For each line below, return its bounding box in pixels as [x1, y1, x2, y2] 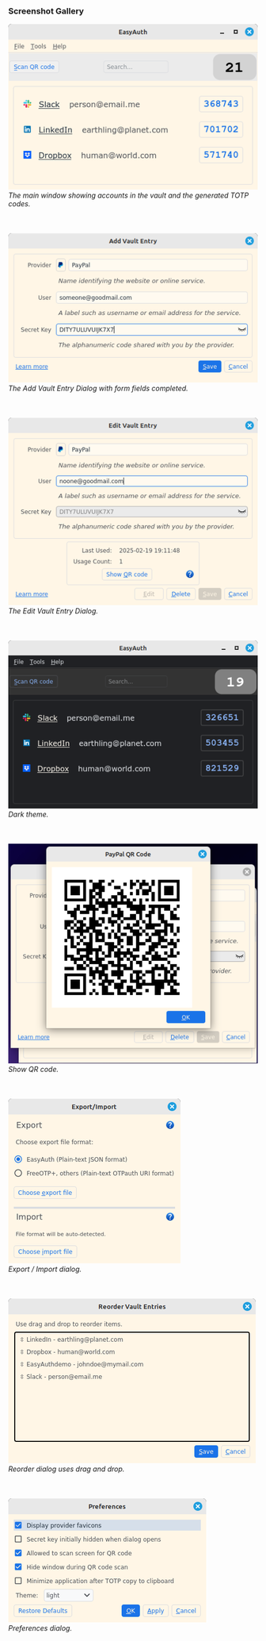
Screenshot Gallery [8, 6, 85, 17]
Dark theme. [8, 809, 49, 819]
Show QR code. [8, 1065, 59, 1074]
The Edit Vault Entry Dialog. [8, 606, 99, 616]
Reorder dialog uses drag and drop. [8, 1464, 125, 1474]
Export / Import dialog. [8, 1264, 82, 1274]
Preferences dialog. [8, 1624, 73, 1633]
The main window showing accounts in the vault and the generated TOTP [8, 190, 249, 200]
